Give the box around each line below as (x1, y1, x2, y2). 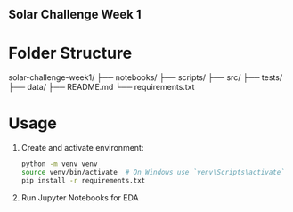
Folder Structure (8, 43, 133, 63)
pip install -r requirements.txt (20, 176, 146, 185)
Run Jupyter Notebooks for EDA (20, 192, 139, 203)
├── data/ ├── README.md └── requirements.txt (8, 82, 195, 93)
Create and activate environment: (20, 143, 144, 153)
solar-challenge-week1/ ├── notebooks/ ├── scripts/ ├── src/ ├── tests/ (8, 72, 282, 83)
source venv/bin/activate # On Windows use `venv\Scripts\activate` (20, 168, 286, 177)
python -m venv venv (20, 159, 98, 168)
